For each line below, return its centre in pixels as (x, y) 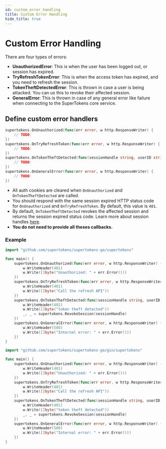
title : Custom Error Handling (36, 14)
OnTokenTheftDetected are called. (46, 195)
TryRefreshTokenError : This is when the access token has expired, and (85, 77)
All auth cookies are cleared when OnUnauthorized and (67, 190)
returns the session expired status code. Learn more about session (81, 216)
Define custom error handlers (51, 119)
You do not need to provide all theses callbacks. (62, 227)
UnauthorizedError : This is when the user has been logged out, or (80, 67)
